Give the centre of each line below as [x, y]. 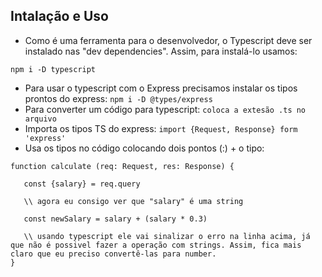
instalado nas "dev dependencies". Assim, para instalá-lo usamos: [161, 51]
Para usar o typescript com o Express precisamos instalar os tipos [161, 88]
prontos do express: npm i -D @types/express [118, 98]
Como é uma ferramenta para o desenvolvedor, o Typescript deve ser [168, 40]
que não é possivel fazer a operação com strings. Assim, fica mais [156, 245]
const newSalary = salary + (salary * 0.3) [115, 219]
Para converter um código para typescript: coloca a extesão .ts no [165, 109]
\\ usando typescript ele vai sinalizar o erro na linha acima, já [167, 236]
